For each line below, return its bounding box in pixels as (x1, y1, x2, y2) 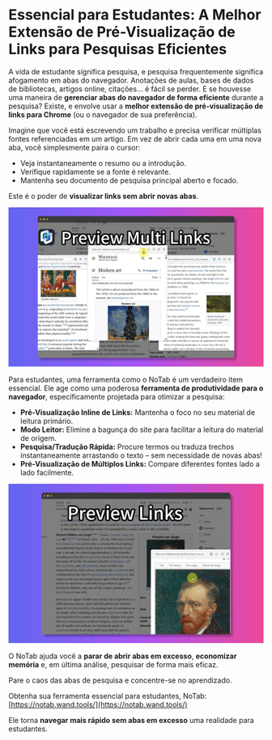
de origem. (19, 433, 57, 442)
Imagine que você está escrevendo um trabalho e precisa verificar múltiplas (8, 125, 261, 135)
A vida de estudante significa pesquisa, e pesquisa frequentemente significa (8, 66, 264, 76)
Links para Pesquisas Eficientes (8, 40, 227, 58)
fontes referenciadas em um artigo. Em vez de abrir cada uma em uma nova (8, 133, 261, 143)
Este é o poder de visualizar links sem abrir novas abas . (8, 191, 199, 201)
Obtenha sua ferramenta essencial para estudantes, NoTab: (8, 691, 207, 700)
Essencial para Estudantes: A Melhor (8, 6, 261, 24)
